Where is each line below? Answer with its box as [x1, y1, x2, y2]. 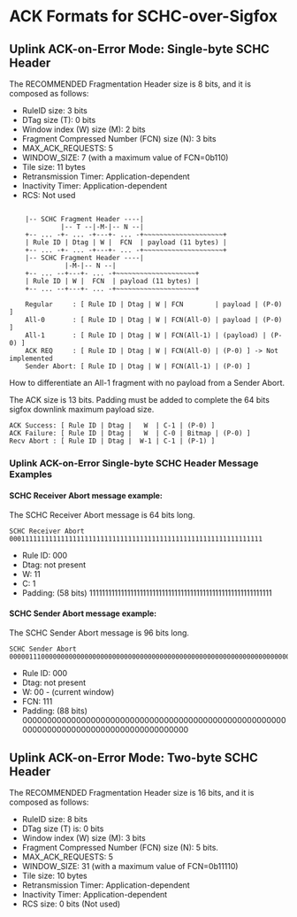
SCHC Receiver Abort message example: [9, 489, 164, 501]
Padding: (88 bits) [21, 705, 88, 716]
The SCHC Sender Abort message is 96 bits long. [9, 628, 190, 638]
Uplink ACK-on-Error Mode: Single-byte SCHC [9, 42, 270, 57]
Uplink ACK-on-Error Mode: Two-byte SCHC [9, 750, 259, 765]
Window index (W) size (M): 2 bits [21, 124, 146, 135]
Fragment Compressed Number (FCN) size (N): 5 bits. [21, 843, 219, 853]
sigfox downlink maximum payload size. [9, 405, 155, 414]
